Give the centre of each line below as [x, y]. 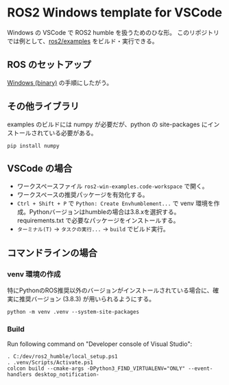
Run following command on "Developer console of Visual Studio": [100, 344]
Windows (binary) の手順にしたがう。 [60, 82]
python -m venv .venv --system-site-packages [73, 312]
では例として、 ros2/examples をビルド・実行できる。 [83, 41]
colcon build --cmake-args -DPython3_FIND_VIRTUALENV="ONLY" [96, 369]
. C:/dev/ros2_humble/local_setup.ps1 [62, 357]
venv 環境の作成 [34, 274]
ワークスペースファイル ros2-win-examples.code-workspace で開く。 [112, 186]
